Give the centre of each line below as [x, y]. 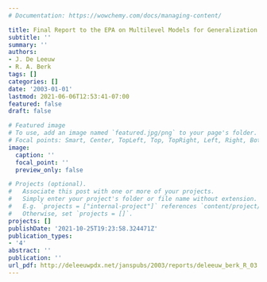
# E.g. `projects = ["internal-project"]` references [103, 207]
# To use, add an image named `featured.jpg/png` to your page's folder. [133, 133]
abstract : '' [30, 251]
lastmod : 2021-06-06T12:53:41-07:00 [69, 96]
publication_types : [41, 236]
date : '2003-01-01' [41, 89]
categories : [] [33, 81]
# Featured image [37, 126]
